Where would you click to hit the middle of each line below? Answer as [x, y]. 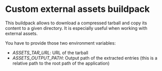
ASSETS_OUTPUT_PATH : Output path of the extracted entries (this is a [85, 58]
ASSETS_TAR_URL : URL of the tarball [50, 53]
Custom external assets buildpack [78, 9]
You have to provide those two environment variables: [61, 43]
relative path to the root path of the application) [61, 63]
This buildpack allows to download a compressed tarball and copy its [76, 23]
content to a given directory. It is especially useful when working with [77, 28]
